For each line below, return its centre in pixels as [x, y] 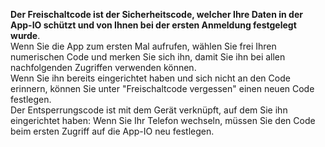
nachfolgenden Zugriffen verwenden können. [103, 67]
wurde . [25, 35]
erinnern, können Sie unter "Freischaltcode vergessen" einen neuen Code [162, 88]
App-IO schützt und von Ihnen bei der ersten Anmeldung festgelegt [153, 25]
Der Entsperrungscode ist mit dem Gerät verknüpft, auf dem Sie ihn [149, 110]
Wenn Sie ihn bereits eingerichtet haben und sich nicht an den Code [150, 78]
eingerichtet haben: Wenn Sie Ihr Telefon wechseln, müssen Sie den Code [163, 120]
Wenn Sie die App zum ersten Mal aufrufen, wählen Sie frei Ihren [143, 46]
